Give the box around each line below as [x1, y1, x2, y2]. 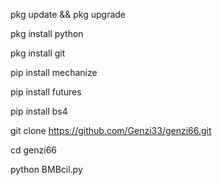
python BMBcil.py [10, 164, 83, 175]
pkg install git [10, 47, 66, 59]
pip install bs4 [10, 105, 68, 117]
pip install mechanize [10, 67, 98, 78]
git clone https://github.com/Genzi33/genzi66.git [10, 125, 212, 136]
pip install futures [10, 86, 82, 98]
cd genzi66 [10, 144, 58, 156]
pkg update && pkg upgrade [10, 9, 127, 20]
